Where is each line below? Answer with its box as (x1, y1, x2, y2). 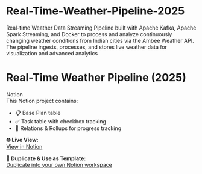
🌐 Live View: (6, 136, 39, 143)
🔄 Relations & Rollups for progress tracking (14, 125, 122, 132)
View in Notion (6, 143, 43, 150)
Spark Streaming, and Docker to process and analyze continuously (6, 30, 172, 37)
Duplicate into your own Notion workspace (6, 161, 113, 168)
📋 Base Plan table (14, 109, 62, 116)
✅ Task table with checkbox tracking (14, 117, 107, 125)
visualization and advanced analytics (6, 49, 98, 57)
